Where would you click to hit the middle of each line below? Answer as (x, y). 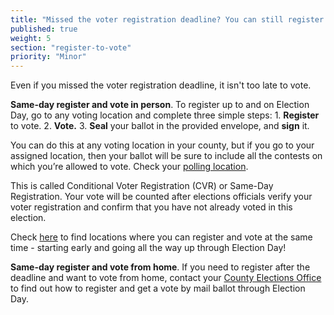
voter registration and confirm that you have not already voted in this (151, 207)
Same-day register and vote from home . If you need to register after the (160, 267)
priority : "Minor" (48, 57)
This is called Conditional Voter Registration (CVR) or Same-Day (142, 186)
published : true (44, 29)
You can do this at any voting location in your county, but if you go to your (162, 145)
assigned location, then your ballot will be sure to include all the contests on (166, 156)
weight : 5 (31, 38)
